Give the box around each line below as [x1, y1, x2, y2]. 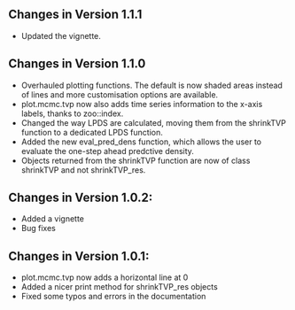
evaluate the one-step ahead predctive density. [20, 145, 194, 156]
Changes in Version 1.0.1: [8, 248, 150, 264]
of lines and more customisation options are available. [20, 89, 219, 100]
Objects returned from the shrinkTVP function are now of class [20, 155, 251, 166]
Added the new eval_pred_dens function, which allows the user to [20, 136, 262, 147]
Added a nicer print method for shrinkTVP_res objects [20, 282, 218, 292]
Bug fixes [20, 223, 57, 234]
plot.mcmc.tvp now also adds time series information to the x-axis [20, 98, 263, 109]
